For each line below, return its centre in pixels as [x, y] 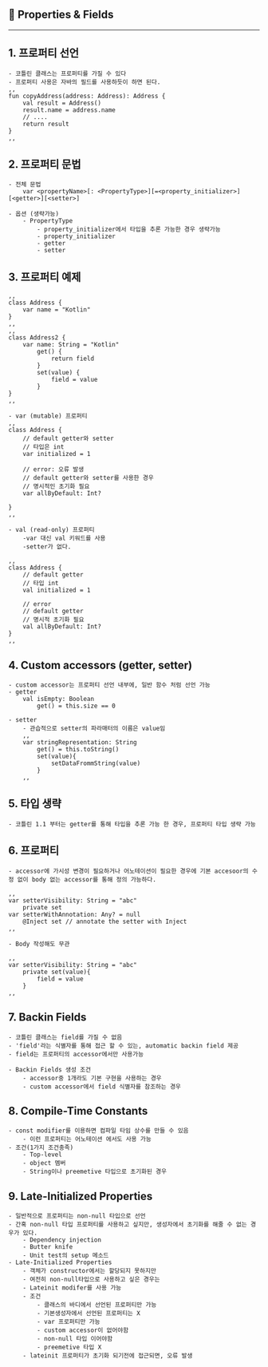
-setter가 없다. [47, 547]
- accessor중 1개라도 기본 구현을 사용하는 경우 [92, 1078]
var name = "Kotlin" [57, 310]
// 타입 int [41, 584]
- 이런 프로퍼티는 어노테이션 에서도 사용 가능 [87, 1139]
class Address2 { [37, 338]
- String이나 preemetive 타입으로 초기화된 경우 [95, 1172]
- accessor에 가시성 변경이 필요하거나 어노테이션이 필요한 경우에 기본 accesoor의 [128, 871]
